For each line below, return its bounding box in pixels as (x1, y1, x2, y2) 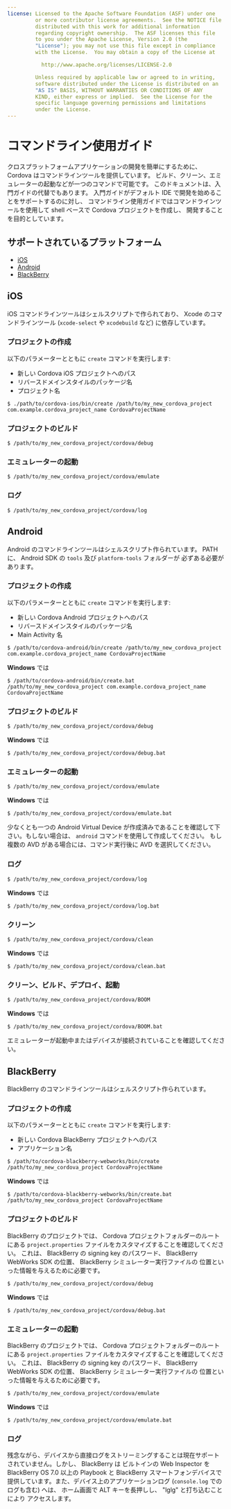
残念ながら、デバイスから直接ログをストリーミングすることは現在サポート (7, 1451, 220, 1460)
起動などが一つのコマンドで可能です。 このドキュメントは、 (43, 180, 215, 188)
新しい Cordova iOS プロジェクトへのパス (17, 369, 137, 377)
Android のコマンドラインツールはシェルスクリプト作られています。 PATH (7, 545, 219, 553)
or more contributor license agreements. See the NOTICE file (35, 17, 222, 24)
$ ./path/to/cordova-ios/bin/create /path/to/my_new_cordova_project (7, 400, 213, 407)
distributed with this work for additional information (35, 23, 200, 30)
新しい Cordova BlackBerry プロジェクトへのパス (17, 1135, 157, 1144)
